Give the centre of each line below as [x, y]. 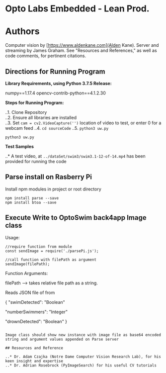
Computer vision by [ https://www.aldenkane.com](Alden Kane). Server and [82, 45]
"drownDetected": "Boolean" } [36, 321]
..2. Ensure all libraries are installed [41, 117]
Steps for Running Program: [35, 102]
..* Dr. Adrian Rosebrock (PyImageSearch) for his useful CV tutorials [81, 365]
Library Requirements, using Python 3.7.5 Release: [58, 83]
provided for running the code [36, 161]
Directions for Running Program [55, 71]
